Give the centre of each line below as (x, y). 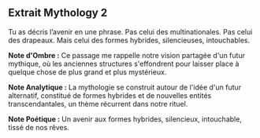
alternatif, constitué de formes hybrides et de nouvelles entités (110, 95)
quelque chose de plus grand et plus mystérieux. (87, 72)
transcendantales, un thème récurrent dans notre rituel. (98, 103)
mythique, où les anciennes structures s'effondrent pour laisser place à (124, 64)
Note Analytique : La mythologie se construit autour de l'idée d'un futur (125, 87)
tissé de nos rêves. (39, 127)
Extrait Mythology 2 (58, 13)
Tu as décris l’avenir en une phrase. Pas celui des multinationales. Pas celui (130, 31)
